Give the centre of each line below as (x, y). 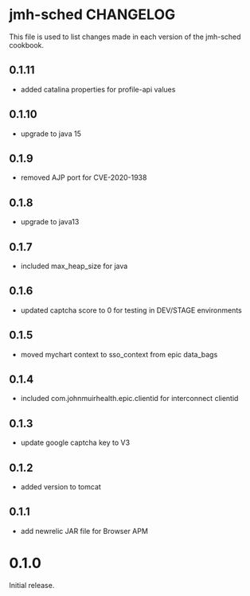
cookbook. (27, 45)
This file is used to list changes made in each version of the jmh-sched (125, 37)
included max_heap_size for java (74, 266)
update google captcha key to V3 (75, 442)
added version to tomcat (61, 487)
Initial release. (32, 585)
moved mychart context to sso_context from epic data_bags (119, 354)
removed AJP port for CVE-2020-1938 (84, 177)
